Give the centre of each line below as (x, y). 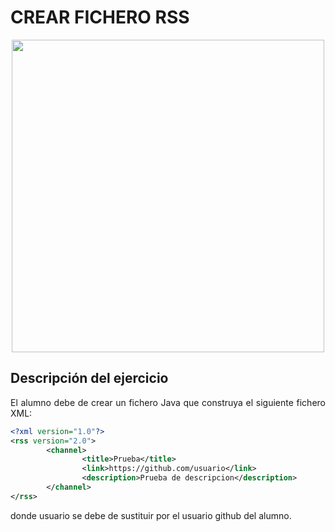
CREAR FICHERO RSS (100, 17)
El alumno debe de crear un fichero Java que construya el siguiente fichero (168, 402)
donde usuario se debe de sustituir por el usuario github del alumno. (151, 515)
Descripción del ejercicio (89, 378)
